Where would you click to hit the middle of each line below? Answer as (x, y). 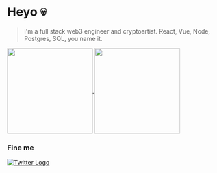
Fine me (21, 148)
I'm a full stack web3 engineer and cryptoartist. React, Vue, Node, (117, 31)
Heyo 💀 (27, 12)
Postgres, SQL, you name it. (63, 38)
